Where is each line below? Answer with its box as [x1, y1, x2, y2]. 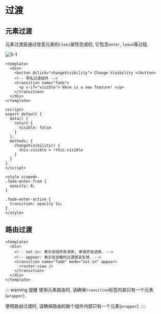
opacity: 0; [10, 183, 36, 189]
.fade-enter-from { [5, 179, 47, 184]
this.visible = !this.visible [18, 148, 83, 153]
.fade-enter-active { [5, 197, 51, 202]
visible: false [18, 125, 51, 130]
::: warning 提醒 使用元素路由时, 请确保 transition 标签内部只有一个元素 [5, 286, 154, 292]
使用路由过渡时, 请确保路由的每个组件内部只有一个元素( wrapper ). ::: [5, 303, 145, 309]
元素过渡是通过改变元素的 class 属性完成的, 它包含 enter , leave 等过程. [5, 41, 149, 47]
